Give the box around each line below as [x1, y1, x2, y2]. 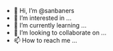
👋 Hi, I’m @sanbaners [13, 7, 75, 14]
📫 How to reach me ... [13, 37, 77, 44]
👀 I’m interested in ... [13, 14, 72, 22]
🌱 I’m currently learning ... [13, 21, 87, 29]
